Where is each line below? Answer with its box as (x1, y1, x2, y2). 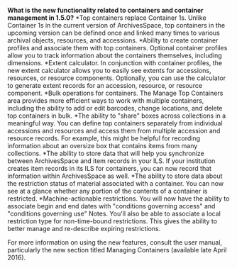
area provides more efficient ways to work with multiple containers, (7, 96, 204, 105)
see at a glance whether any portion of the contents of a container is (7, 187, 208, 195)
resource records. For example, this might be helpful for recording (7, 134, 201, 143)
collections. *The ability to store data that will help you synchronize (7, 149, 204, 157)
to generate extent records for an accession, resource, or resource (7, 82, 203, 89)
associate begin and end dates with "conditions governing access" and (7, 202, 216, 210)
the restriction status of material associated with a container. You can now (7, 179, 224, 187)
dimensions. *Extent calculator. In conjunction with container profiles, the (7, 59, 222, 67)
